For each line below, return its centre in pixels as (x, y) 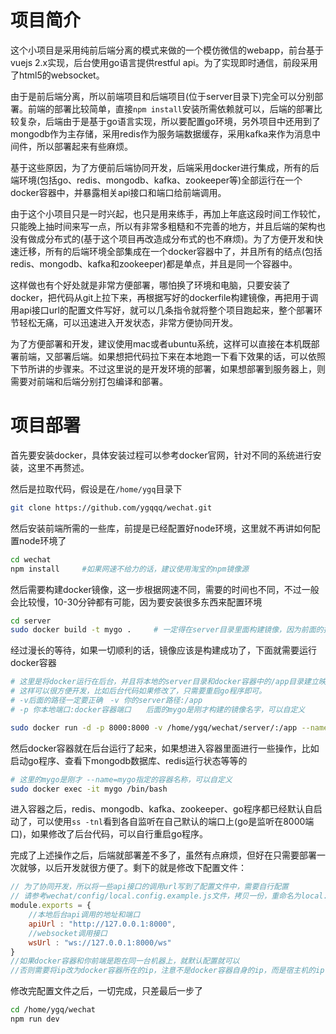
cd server (31, 621)
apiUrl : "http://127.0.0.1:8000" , (102, 924)
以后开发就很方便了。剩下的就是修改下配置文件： (145, 868)
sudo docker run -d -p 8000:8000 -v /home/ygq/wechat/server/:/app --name (169, 727)
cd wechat (31, 559)
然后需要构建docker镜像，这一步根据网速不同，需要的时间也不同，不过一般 (165, 589)
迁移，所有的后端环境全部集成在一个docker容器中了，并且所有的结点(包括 (170, 251)
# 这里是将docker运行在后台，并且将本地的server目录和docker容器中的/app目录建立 (164, 682)
